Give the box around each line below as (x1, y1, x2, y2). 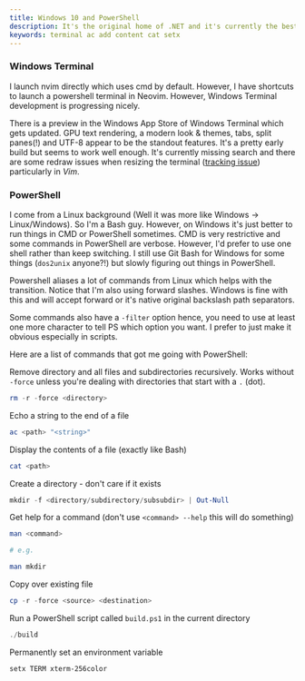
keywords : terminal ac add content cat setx (9, 30, 181, 39)
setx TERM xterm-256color (9, 664, 107, 673)
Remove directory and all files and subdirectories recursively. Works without (9, 366, 295, 377)
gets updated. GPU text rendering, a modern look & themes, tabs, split (9, 127, 272, 138)
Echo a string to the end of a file (9, 410, 130, 420)
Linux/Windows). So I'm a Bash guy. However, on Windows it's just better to (9, 219, 293, 230)
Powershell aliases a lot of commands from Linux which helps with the (9, 274, 272, 286)
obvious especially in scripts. (9, 331, 118, 341)
